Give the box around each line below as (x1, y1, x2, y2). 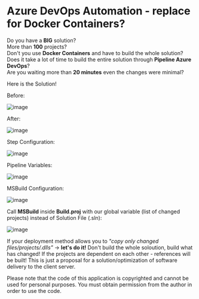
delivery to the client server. (7, 262, 76, 270)
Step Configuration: (7, 138, 56, 145)
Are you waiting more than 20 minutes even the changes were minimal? (7, 68, 184, 75)
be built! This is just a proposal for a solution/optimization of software (7, 256, 178, 264)
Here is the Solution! (7, 80, 57, 87)
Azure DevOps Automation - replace (7, 4, 191, 18)
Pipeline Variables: (7, 161, 53, 168)
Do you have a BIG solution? (7, 37, 76, 44)
